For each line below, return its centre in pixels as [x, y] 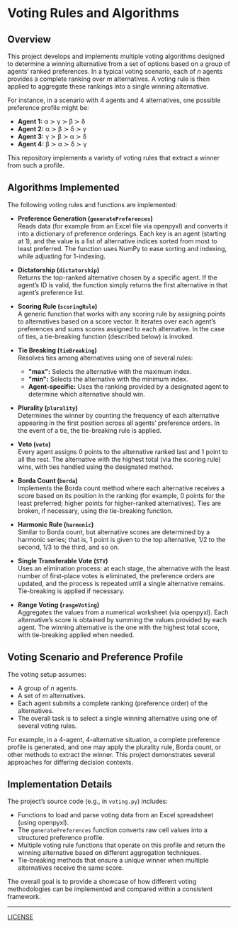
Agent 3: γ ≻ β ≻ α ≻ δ [52, 137]
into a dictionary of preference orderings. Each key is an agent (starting [122, 233]
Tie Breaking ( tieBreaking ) [57, 350]
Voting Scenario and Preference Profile [95, 657]
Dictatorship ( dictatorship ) [58, 270]
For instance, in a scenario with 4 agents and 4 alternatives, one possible [114, 100]
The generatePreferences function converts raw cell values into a [112, 830]
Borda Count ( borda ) [47, 480]
